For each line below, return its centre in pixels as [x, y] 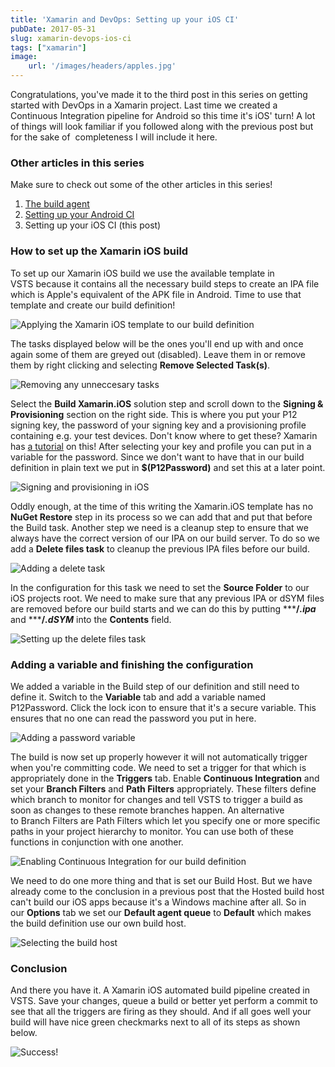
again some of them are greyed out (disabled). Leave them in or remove [158, 354]
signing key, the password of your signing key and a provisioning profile [158, 425]
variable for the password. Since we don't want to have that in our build [157, 457]
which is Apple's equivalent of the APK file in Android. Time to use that [156, 294]
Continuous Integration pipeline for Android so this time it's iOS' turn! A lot [163, 115]
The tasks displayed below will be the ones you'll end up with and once [157, 343]
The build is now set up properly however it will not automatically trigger [159, 757]
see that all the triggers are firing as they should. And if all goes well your [161, 1012]
